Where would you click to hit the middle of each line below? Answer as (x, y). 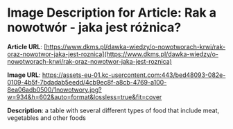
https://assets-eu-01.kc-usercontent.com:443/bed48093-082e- (134, 75)
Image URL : (24, 75)
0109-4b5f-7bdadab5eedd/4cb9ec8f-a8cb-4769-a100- (87, 82)
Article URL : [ (27, 46)
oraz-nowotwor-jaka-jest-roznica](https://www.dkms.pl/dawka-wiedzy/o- (113, 54)
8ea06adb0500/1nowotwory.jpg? (54, 89)
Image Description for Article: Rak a (112, 13)
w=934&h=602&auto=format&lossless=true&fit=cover (85, 97)
